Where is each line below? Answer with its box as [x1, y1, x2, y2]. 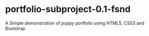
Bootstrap [5, 25, 26, 31]
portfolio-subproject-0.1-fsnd [5, 3, 131, 15]
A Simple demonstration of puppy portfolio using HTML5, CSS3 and [5, 20, 144, 26]
